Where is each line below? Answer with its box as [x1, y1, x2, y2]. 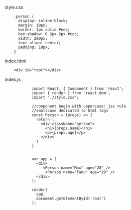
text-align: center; [18, 40, 61, 45]
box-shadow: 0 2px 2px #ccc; [18, 32, 79, 37]
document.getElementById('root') [36, 196, 106, 201]
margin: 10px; [18, 23, 48, 28]
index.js [5, 76, 21, 82]
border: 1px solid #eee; [18, 27, 70, 32]
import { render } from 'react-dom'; [31, 90, 111, 95]
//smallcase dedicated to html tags [31, 108, 108, 113]
